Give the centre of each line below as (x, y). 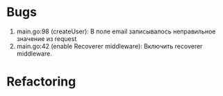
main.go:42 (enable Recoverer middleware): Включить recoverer (109, 46)
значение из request (47, 38)
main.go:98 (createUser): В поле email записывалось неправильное (116, 31)
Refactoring (41, 82)
